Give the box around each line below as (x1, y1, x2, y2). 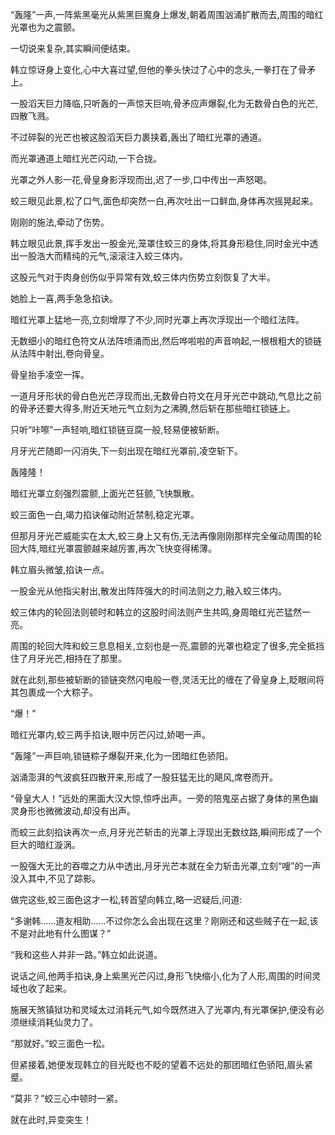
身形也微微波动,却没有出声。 (18, 805, 137, 817)
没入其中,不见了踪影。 (10, 873, 102, 884)
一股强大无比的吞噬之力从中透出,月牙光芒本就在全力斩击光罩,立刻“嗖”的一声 (10, 860, 322, 872)
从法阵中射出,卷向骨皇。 (10, 348, 110, 359)
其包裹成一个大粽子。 (10, 686, 98, 698)
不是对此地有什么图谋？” (10, 928, 112, 939)
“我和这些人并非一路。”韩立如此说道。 (10, 949, 163, 960)
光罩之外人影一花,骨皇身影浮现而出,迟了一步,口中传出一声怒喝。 (10, 174, 273, 185)
